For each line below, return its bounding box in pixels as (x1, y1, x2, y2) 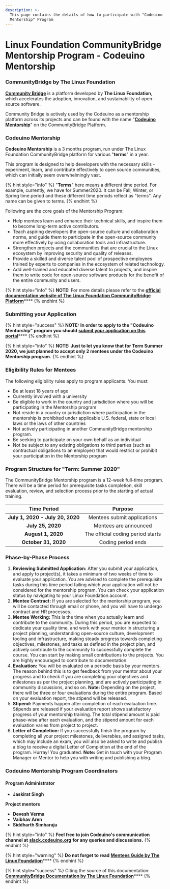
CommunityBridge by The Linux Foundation (5, 78, 116, 85)
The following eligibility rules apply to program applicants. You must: (5, 378, 149, 384)
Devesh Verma (12, 811, 45, 817)
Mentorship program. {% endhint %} (5, 354, 84, 360)
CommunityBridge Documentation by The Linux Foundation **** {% (5, 873, 151, 879)
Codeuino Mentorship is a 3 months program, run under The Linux (5, 146, 146, 152)
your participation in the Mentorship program (12, 452, 107, 458)
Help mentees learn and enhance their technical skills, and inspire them (12, 218, 163, 224)
